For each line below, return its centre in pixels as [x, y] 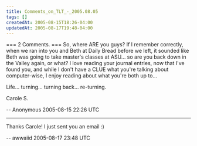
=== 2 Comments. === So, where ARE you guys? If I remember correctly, [95, 45]
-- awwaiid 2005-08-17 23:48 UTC [48, 138]
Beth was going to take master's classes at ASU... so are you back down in [96, 57]
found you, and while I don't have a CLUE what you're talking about [87, 69]
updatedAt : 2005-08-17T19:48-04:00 [50, 28]
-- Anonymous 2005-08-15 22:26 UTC [53, 110]
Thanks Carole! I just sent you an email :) [55, 127]
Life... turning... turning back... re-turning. [56, 87]
